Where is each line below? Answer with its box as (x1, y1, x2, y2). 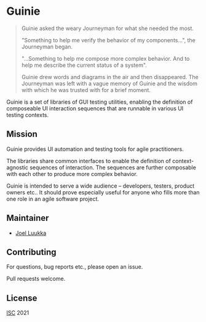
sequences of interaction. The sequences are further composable (30, 164, 197, 171)
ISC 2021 (6, 309, 30, 316)
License (6, 293, 38, 303)
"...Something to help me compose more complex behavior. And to (21, 55, 190, 62)
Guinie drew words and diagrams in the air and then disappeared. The (21, 73, 199, 80)
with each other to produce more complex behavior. (6, 170, 138, 177)
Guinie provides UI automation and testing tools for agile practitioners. (6, 145, 184, 153)
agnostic (6, 164, 29, 171)
